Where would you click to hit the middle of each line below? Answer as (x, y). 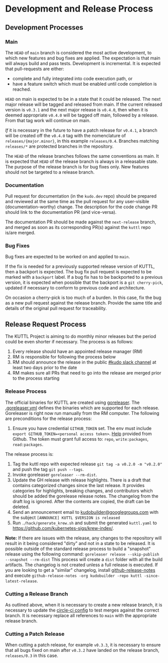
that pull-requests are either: (35, 69)
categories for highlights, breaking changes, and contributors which (82, 491)
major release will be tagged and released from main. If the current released (84, 104)
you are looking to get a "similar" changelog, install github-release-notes (80, 570)
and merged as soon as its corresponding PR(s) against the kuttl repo (78, 227)
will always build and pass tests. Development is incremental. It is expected (83, 63)
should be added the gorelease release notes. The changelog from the (86, 496)
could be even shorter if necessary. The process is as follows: (69, 342)
